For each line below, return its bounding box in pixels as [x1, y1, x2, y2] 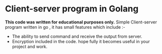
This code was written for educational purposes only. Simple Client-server [5, 19, 157, 25]
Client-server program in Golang [5, 3, 139, 14]
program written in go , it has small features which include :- [5, 24, 125, 30]
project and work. [12, 43, 48, 49]
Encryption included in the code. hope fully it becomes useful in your [12, 38, 150, 44]
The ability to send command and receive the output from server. [12, 33, 142, 39]
